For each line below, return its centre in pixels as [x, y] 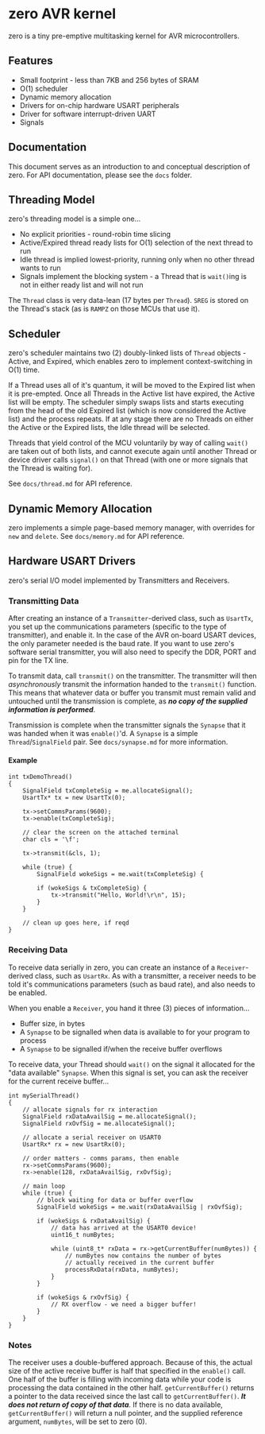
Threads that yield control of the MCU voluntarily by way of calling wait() [128, 443]
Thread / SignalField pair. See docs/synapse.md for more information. [118, 742]
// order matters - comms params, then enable [101, 1158]
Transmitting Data [44, 601]
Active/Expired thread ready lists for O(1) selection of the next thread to [136, 242]
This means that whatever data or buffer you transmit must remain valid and [132, 693]
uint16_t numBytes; [83, 1234]
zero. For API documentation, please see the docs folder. [100, 175]
